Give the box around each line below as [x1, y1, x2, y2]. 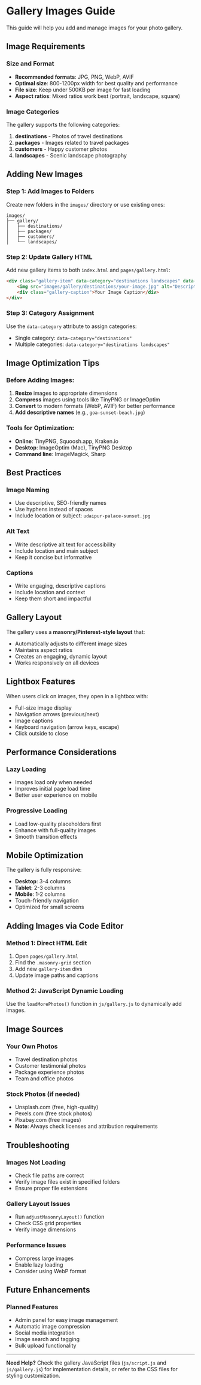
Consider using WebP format [14, 1267, 87, 1274]
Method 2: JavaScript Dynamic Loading [6, 987, 124, 995]
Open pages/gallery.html [14, 952, 79, 960]
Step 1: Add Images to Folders [6, 187, 95, 196]
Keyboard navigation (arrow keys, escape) [14, 723, 120, 731]
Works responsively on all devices [14, 659, 99, 666]
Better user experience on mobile [14, 791, 98, 799]
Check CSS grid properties [14, 1220, 81, 1227]
